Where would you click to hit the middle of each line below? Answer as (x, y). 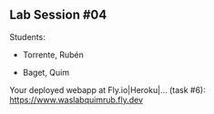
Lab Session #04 (58, 15)
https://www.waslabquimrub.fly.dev (76, 99)
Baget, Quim (46, 72)
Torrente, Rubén (53, 55)
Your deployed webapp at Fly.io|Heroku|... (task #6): (108, 89)
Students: (27, 36)
